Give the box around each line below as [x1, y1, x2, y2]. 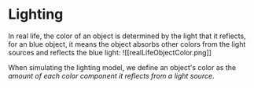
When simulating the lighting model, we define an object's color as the [8, 62, 237, 72]
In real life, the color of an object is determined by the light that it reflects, [8, 31, 246, 40]
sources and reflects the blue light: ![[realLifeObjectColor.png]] [8, 48, 212, 57]
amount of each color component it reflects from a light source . [8, 71, 215, 80]
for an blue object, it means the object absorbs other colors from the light [8, 39, 246, 48]
